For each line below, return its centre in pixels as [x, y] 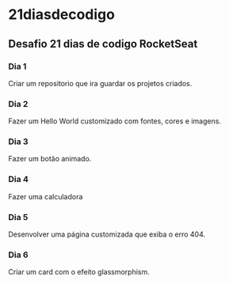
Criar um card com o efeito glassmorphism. [79, 272]
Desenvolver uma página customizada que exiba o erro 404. [107, 234]
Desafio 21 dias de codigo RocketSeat [103, 44]
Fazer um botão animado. [50, 159]
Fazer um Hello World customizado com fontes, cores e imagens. [115, 121]
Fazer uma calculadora [46, 196]
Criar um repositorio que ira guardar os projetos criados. [100, 83]
